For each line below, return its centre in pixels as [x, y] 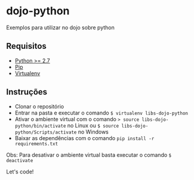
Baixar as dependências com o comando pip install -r [84, 138]
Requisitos [26, 46]
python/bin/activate [40, 126]
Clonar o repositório [39, 106]
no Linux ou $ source [93, 125]
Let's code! [20, 172]
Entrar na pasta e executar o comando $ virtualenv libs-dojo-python [101, 113]
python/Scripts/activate [46, 132]
